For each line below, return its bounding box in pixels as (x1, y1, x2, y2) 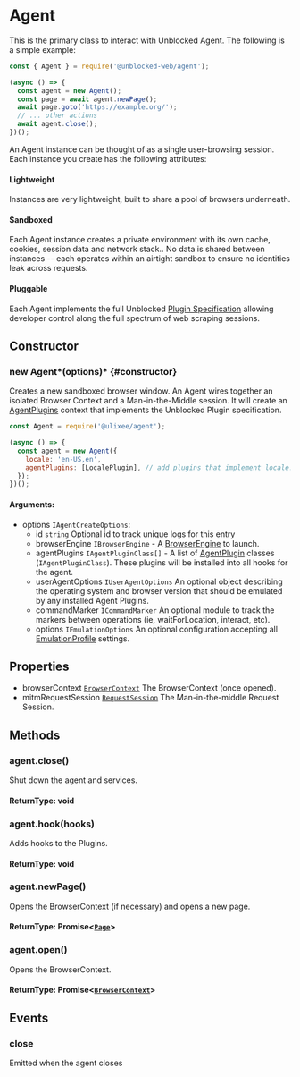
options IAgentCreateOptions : (21, 519, 131, 530)
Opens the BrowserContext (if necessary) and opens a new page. (9, 901, 251, 912)
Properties (9, 658, 70, 674)
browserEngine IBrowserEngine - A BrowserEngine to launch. (35, 538, 260, 548)
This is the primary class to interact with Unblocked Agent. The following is (9, 35, 286, 46)
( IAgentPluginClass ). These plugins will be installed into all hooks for (35, 556, 288, 568)
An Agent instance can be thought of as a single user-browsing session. (9, 144, 275, 155)
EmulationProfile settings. (35, 632, 130, 644)
